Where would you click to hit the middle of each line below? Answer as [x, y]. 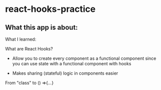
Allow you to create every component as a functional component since [84, 58]
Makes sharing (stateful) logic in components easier [65, 73]
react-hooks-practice [50, 9]
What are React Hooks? [29, 49]
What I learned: [21, 39]
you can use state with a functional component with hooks [72, 64]
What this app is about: [41, 27]
